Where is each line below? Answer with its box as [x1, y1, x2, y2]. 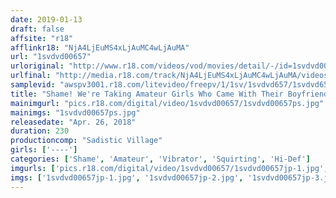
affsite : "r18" [10, 33, 74, 43]
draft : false [10, 24, 65, 34]
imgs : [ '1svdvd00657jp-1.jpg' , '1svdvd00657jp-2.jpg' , [10, 172, 244, 183]
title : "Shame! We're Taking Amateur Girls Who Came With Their [10, 89, 284, 99]
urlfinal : [10, 71, 52, 81]
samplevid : [10, 80, 56, 90]
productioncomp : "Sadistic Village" [10, 136, 163, 146]
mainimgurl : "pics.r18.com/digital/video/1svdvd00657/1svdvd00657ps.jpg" [10, 98, 325, 108]
